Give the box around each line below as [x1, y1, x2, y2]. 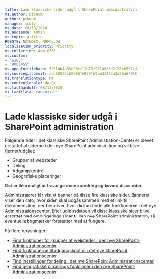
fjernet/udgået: [5, 148, 36, 154]
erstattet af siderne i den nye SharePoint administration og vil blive [5, 143, 140, 149]
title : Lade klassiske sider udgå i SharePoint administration [5, 7, 137, 12]
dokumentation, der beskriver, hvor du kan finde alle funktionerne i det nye [5, 203, 156, 209]
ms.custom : [5, 53, 27, 58]
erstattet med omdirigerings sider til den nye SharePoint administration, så [5, 213, 156, 219]
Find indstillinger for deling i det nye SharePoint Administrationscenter [12, 258, 154, 264]
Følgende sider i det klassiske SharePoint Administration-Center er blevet [5, 137, 153, 143]
